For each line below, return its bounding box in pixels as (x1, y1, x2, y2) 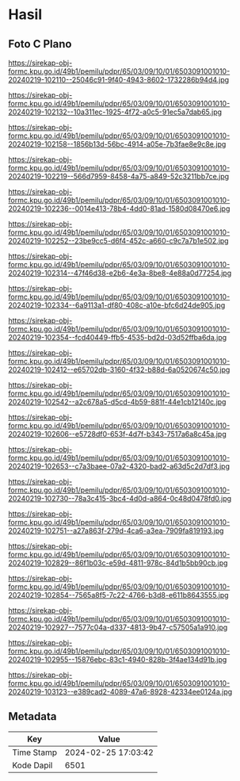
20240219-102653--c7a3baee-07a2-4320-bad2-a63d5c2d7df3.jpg (8, 461, 230, 471)
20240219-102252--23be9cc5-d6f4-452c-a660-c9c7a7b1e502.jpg (8, 236, 229, 245)
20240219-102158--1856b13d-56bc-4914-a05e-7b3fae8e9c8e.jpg (8, 140, 227, 148)
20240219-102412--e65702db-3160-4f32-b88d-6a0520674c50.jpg (8, 365, 230, 374)
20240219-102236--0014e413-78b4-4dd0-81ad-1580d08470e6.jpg (8, 204, 230, 213)
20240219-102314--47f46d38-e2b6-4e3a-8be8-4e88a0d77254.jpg (8, 268, 232, 278)
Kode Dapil (12, 760, 53, 771)
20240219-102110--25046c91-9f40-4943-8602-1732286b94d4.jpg (8, 75, 230, 84)
